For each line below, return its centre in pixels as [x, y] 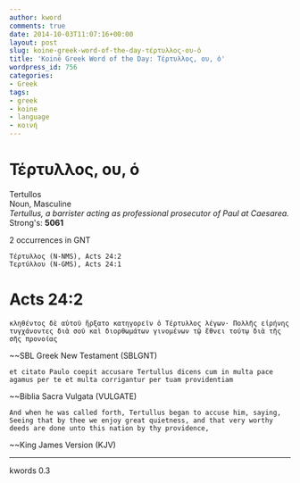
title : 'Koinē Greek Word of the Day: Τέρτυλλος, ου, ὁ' [117, 59]
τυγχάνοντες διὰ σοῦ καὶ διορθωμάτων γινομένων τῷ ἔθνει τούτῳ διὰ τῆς [145, 331]
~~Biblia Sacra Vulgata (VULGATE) [73, 396]
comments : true [37, 26]
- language [29, 117]
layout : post [33, 42]
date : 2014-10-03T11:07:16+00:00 [71, 34]
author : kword [36, 17]
